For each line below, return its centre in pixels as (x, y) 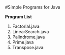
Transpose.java (28, 47)
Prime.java (23, 42)
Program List (18, 17)
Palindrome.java (29, 37)
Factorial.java (26, 26)
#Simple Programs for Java (33, 7)
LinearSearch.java (31, 31)
